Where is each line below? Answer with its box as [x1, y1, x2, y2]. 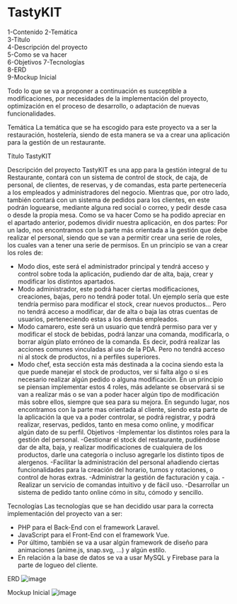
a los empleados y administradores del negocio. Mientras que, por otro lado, [7, 188, 230, 196]
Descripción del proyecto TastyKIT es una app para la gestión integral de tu [7, 165, 228, 174]
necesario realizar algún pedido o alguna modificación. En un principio [17, 375, 224, 384]
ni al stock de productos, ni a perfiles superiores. [17, 352, 161, 361]
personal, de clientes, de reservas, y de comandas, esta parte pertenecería [7, 180, 226, 189]
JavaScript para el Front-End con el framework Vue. [17, 530, 170, 539]
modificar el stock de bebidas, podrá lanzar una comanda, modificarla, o [17, 330, 230, 338]
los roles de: [7, 248, 44, 257]
